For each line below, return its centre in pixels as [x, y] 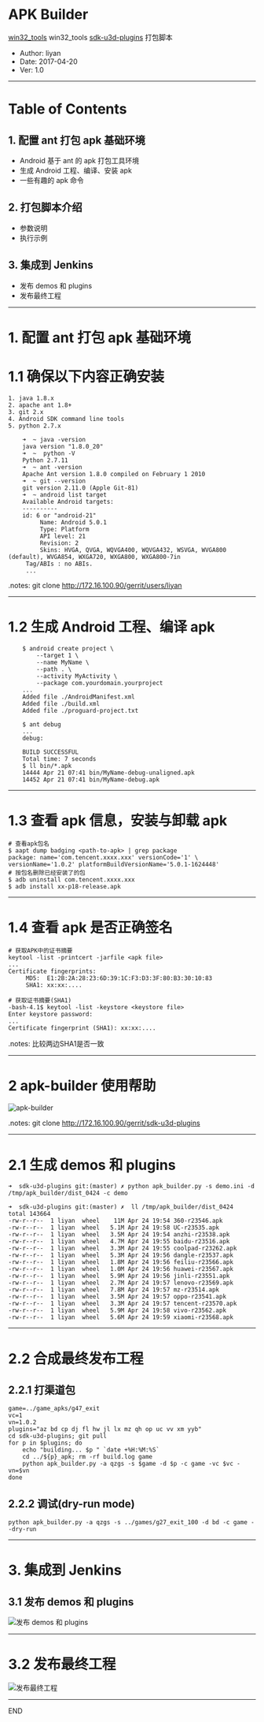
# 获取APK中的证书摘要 [40, 950]
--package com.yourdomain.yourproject [100, 683]
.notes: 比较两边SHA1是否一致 [56, 1043]
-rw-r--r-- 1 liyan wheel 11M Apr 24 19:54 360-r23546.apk [115, 1221]
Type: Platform [64, 529]
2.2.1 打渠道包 [42, 1390]
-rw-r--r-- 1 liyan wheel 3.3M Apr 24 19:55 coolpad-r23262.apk [123, 1249]
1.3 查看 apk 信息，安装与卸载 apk [118, 820]
